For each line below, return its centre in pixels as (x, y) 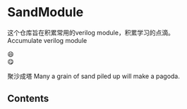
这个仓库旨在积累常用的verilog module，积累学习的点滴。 (91, 32)
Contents (28, 99)
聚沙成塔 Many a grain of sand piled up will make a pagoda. (93, 76)
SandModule (46, 12)
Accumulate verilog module (47, 40)
